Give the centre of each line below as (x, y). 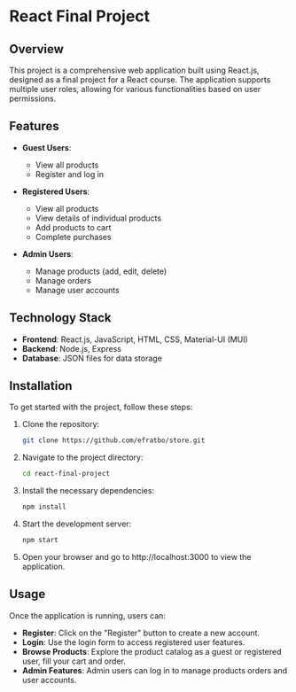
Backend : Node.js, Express (72, 348)
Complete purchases (74, 237)
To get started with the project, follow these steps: (101, 407)
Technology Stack (60, 318)
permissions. (33, 98)
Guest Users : (47, 147)
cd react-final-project (66, 474)
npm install (44, 507)
